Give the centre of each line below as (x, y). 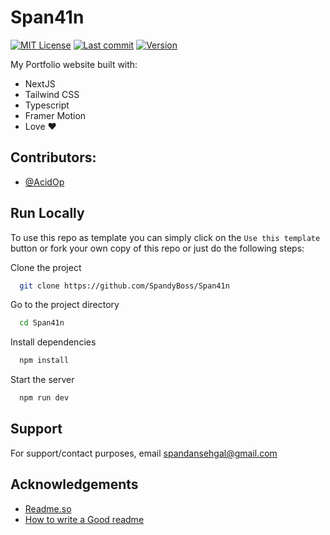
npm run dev (44, 398)
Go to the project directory (65, 305)
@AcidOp (44, 182)
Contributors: (53, 157)
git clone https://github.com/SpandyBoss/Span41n (124, 286)
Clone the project (46, 267)
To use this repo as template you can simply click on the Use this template (165, 237)
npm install (44, 361)
